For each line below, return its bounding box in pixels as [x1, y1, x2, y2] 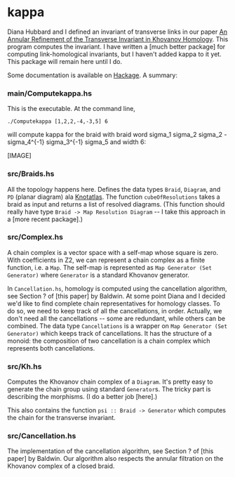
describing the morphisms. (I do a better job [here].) [7, 393, 158, 401]
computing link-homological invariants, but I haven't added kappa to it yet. [7, 50, 222, 58]
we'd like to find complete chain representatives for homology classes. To [7, 299, 221, 308]
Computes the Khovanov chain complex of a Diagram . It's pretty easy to [7, 377, 213, 386]
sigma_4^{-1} [7, 138, 45, 146]
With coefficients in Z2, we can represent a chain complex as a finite [7, 256, 206, 264]
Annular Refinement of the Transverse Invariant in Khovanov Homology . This [7, 34, 229, 43]
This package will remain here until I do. [7, 57, 123, 65]
